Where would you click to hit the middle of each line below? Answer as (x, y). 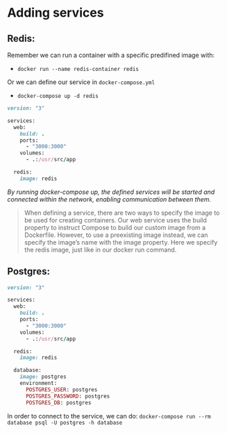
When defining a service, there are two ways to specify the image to (122, 213)
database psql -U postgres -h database (65, 423)
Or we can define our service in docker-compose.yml (81, 82)
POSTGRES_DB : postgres (58, 402)
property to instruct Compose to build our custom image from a (115, 227)
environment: (39, 384)
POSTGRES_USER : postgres (61, 390)
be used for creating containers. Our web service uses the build (115, 220)
